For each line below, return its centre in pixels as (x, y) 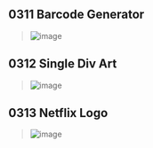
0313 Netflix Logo (58, 113)
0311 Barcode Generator (76, 15)
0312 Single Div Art (63, 64)
